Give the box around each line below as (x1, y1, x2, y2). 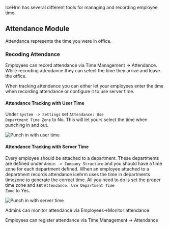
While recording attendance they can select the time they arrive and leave (5, 68, 160, 74)
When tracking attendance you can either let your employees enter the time (5, 83, 164, 89)
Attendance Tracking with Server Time (5, 144, 89, 150)
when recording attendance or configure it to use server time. (5, 89, 135, 95)
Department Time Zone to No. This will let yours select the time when (5, 117, 148, 123)
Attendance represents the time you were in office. (5, 38, 112, 44)
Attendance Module (5, 24, 70, 33)
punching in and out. (5, 122, 49, 128)
